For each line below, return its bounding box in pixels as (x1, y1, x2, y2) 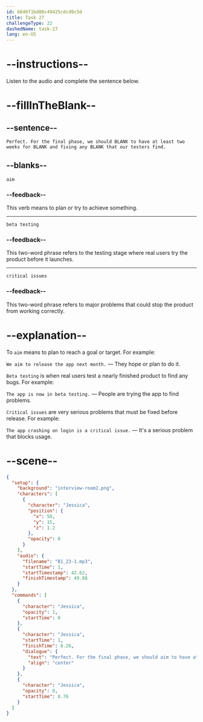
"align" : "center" (28, 660, 74, 666)
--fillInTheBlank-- (6, 99, 97, 113)
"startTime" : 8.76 (22, 694, 69, 700)
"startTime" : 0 (22, 615, 61, 621)
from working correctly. (6, 307, 65, 315)
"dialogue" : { (22, 648, 59, 654)
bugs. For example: (6, 378, 54, 386)
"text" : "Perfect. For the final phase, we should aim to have (28, 654, 190, 660)
